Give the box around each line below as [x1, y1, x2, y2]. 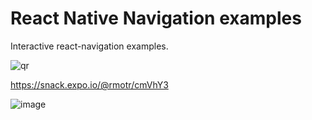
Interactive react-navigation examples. [10, 40, 169, 52]
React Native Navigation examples [10, 7, 302, 30]
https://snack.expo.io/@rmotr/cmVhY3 [10, 78, 169, 91]
